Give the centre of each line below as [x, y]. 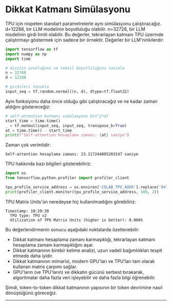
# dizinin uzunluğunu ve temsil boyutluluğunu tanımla [65, 68]
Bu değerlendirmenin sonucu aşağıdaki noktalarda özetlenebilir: [72, 229]
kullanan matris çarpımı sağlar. [45, 267]
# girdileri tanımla [27, 87]
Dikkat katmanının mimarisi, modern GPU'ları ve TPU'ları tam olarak [84, 261]
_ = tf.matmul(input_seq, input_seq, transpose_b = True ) [66, 126]
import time [18, 59]
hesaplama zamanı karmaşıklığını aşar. [53, 245]
